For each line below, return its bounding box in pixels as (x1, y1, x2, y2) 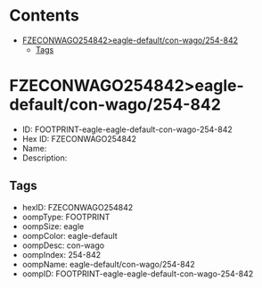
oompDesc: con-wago (21, 240, 105, 251)
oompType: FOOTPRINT (21, 211, 111, 222)
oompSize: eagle (21, 220, 85, 232)
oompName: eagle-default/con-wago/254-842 (21, 259, 196, 269)
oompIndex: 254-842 (21, 249, 102, 259)
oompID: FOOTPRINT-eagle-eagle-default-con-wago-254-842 (21, 268, 254, 279)
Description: (21, 152, 68, 163)
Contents (9, 5, 80, 26)
